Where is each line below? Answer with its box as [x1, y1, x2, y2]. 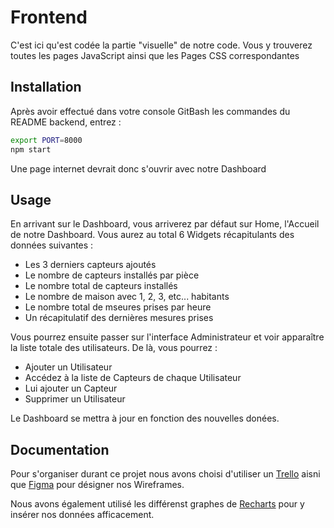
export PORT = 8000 [10, 135, 83, 145]
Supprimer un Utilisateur [24, 393, 126, 405]
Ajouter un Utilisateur [24, 361, 113, 373]
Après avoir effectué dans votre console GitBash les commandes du [10, 105, 291, 117]
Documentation [10, 441, 110, 458]
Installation [10, 79, 82, 96]
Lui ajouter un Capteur [24, 382, 118, 395]
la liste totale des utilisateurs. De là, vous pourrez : [10, 342, 218, 354]
